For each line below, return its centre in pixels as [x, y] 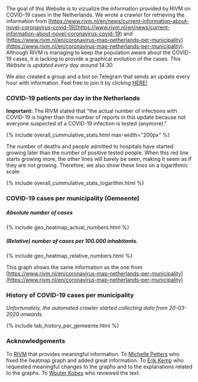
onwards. [32, 314]
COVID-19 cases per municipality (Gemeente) [73, 199]
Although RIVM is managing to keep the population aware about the [88, 52]
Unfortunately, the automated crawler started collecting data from [87, 308]
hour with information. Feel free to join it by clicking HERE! [77, 83]
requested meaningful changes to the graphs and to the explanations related [99, 367]
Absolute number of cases [39, 212]
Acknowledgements [36, 341]
